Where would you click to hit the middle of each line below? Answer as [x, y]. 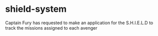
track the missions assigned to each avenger [51, 28]
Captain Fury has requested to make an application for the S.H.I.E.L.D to [79, 23]
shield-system [36, 9]
